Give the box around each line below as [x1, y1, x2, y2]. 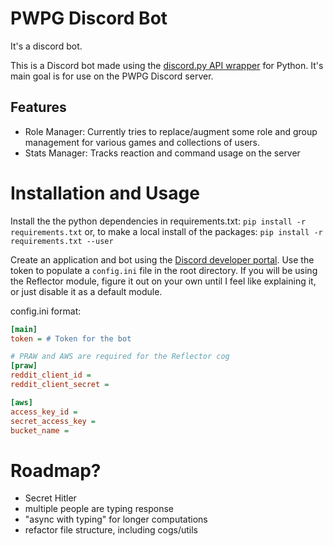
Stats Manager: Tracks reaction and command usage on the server [24, 147, 301, 159]
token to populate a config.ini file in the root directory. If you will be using [10, 264, 318, 276]
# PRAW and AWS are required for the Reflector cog [10, 352, 230, 362]
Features [10, 99, 67, 116]
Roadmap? [10, 459, 102, 482]
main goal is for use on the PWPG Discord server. [10, 70, 214, 82]
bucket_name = [10, 425, 70, 436]
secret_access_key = [10, 416, 97, 426]
